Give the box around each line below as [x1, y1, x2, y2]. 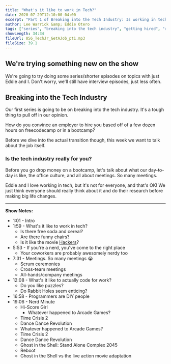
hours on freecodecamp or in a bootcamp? [5, 127, 95, 133]
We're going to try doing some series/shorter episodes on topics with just [5, 73, 159, 79]
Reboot [20, 347, 36, 353]
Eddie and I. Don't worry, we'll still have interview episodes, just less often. [5, 78, 162, 85]
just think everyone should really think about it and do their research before [5, 187, 163, 193]
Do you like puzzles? [20, 282, 64, 288]
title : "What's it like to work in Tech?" [5, 7, 97, 13]
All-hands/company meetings [20, 271, 82, 277]
